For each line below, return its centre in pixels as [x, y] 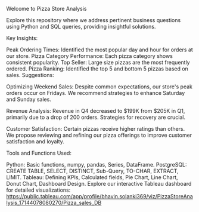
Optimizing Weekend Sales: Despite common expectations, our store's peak [99, 87]
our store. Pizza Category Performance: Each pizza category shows [89, 56]
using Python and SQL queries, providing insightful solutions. [81, 27]
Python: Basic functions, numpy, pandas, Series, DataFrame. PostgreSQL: [97, 165]
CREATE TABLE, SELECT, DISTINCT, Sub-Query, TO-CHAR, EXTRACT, [92, 171]
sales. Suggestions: [30, 75]
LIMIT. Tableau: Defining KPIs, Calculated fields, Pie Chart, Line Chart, [92, 177]
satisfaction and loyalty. [35, 142]
